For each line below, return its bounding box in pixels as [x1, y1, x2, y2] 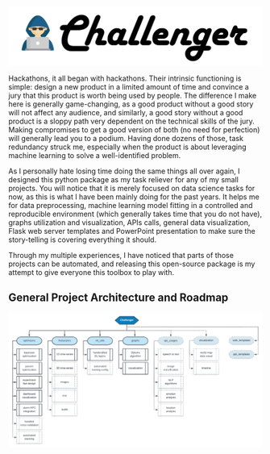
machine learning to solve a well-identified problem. [8, 150, 181, 160]
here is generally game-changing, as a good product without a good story [8, 99, 254, 109]
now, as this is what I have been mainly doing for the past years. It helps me [8, 192, 260, 202]
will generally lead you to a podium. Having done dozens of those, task [8, 133, 244, 143]
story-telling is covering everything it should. [8, 235, 157, 244]
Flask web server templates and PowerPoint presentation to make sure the [8, 226, 255, 235]
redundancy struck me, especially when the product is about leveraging [8, 142, 247, 152]
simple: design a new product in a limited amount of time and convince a [8, 81, 250, 91]
